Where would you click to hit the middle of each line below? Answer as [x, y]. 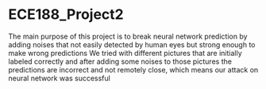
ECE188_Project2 [66, 15]
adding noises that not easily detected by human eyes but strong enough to [132, 44]
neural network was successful [60, 78]
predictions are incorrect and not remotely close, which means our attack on [133, 69]
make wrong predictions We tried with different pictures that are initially [125, 53]
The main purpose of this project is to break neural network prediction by [128, 36]
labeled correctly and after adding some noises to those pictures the [120, 61]
